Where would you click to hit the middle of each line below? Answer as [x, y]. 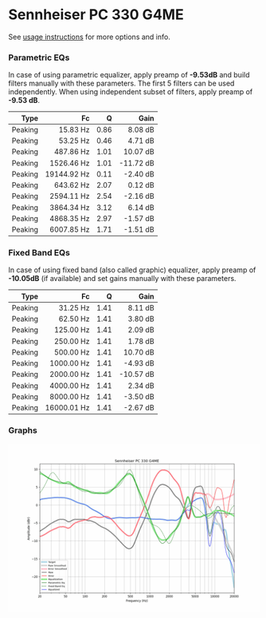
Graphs [23, 430]
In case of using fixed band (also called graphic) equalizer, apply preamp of [132, 270]
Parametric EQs [39, 57]
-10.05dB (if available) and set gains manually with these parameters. [122, 279]
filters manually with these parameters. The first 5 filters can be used [121, 83]
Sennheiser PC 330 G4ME [96, 15]
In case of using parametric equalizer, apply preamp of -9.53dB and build [129, 75]
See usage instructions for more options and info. [90, 37]
